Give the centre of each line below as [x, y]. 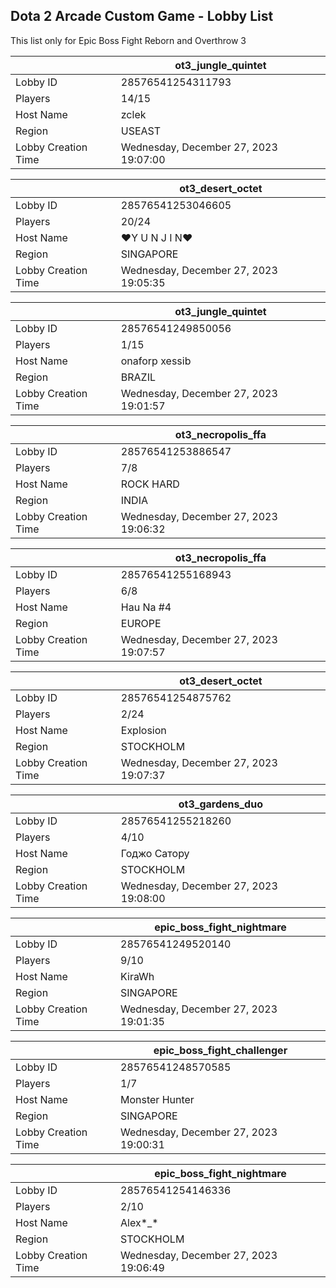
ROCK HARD [150, 484]
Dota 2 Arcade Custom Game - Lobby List [142, 16]
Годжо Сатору [155, 853]
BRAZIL [138, 377]
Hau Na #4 [146, 607]
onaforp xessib [156, 361]
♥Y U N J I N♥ [156, 237]
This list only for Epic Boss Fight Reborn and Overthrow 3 [128, 40]
